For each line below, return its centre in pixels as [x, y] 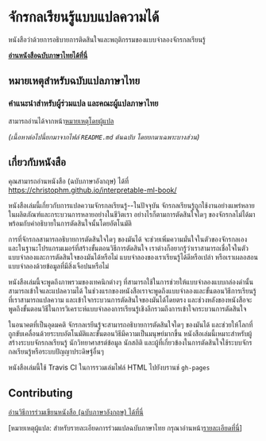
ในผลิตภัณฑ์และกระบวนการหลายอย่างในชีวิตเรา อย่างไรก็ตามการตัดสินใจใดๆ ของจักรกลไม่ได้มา [132, 215]
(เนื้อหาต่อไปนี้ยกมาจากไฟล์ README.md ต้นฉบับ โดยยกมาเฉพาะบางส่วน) [104, 137]
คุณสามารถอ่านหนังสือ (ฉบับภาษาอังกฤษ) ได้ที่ [69, 181]
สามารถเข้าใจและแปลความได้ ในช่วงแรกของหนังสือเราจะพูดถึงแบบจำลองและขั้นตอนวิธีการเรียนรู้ [132, 291]
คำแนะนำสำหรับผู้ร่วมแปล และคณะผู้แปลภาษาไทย [83, 103]
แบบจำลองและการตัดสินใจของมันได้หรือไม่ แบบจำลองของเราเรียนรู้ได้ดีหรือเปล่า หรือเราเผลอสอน [133, 257]
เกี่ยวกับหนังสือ [37, 162]
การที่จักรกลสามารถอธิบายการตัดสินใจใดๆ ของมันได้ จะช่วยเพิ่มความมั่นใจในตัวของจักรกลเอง [128, 239]
